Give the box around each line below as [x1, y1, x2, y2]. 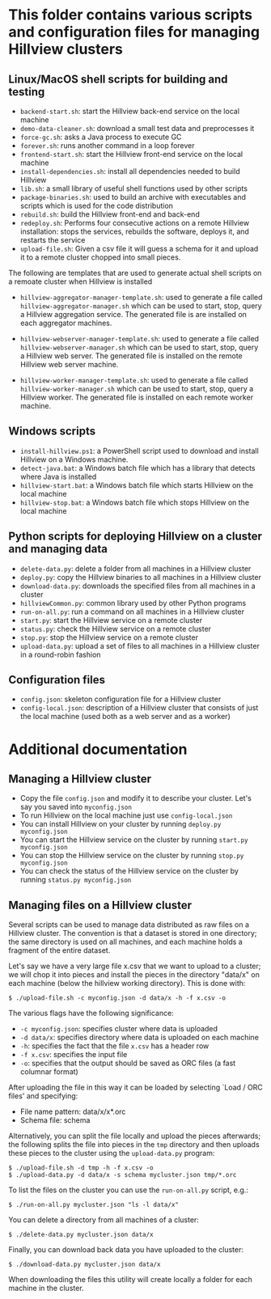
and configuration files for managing [8, 23, 260, 41]
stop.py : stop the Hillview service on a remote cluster [19, 633, 198, 642]
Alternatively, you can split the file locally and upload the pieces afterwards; [8, 1131, 261, 1141]
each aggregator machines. [19, 318, 112, 328]
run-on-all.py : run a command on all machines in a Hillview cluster [19, 607, 245, 616]
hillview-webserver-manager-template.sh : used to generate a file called [19, 334, 260, 343]
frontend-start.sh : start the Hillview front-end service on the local [19, 150, 243, 159]
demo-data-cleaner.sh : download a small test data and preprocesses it [19, 124, 255, 133]
